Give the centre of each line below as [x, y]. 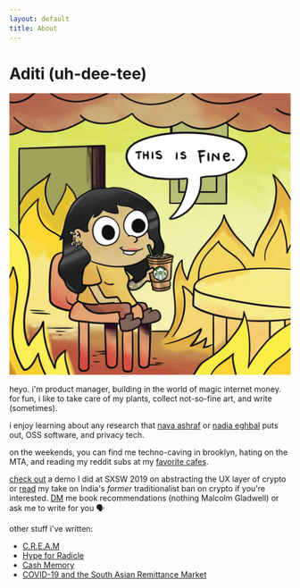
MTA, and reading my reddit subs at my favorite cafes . [109, 462]
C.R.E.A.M [41, 546]
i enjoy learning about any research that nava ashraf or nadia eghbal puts [144, 425]
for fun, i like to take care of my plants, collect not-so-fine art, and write [141, 399]
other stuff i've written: [51, 529]
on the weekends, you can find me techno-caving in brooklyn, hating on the [149, 452]
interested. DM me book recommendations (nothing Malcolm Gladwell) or [144, 498]
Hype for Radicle [53, 556]
